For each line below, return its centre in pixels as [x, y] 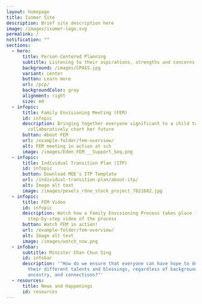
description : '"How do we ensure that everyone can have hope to [106, 264]
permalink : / [23, 34]
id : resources [40, 292]
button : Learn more [46, 79]
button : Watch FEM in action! [60, 225]
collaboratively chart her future [71, 129]
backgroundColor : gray [50, 90]
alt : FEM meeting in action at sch [67, 146]
